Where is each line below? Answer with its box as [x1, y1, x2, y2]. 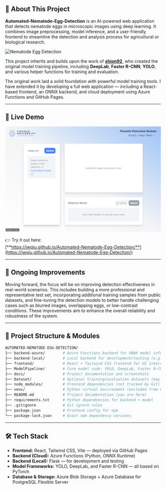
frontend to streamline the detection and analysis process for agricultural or [5, 34, 159, 40]
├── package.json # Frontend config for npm [5, 408, 119, 413]
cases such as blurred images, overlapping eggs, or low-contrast [5, 302, 138, 308]
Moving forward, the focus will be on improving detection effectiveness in [5, 281, 155, 287]
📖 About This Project [5, 5, 70, 13]
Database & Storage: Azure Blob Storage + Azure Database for [12, 474, 141, 480]
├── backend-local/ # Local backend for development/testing [5, 356, 149, 361]
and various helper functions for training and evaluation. [5, 69, 120, 75]
